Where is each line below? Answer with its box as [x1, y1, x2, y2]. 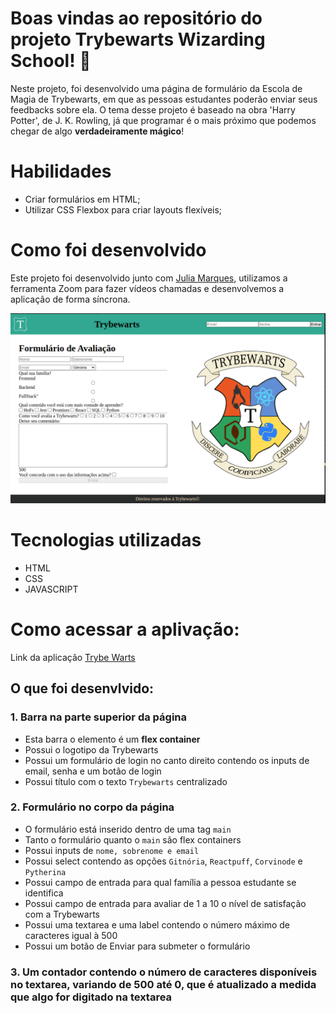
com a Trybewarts [24, 908, 100, 920]
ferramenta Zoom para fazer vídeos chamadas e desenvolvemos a [10, 282, 285, 294]
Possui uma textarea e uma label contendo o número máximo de [24, 918, 291, 931]
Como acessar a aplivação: [10, 618, 240, 641]
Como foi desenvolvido [10, 239, 207, 262]
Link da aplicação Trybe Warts [10, 651, 136, 663]
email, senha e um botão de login [24, 765, 162, 777]
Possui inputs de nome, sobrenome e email [24, 844, 200, 856]
